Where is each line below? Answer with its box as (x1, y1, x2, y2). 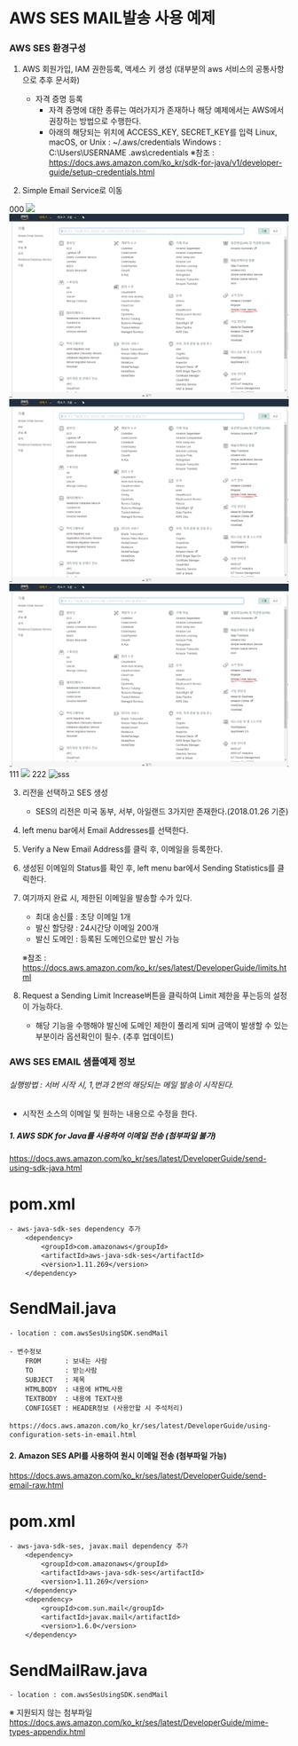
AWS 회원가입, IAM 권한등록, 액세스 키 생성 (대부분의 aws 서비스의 (21, 64, 255, 75)
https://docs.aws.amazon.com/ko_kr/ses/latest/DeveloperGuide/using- (9, 1421, 272, 1431)
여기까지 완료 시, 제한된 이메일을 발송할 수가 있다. (21, 893, 192, 903)
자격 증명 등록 (35, 94, 83, 105)
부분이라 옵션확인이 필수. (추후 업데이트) (35, 1031, 175, 1042)
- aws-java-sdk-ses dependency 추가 (9, 1225, 141, 1234)
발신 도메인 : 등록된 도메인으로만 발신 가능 (35, 933, 180, 945)
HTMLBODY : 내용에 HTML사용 (25, 1385, 124, 1394)
